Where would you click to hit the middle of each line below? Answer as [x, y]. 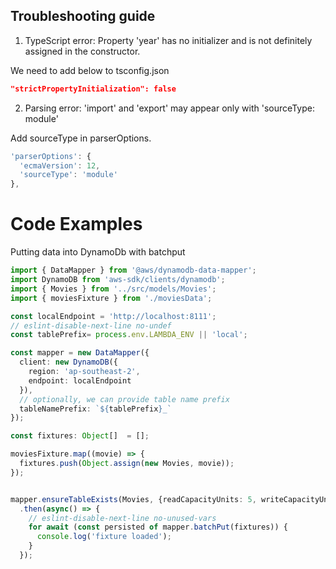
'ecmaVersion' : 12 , [60, 165]
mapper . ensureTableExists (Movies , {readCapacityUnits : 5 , [133, 499]
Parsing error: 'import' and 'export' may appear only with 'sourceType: [169, 108]
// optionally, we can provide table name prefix [124, 399]
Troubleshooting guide [83, 16]
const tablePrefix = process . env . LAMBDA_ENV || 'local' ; [129, 335]
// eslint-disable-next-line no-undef [91, 325]
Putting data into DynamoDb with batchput [98, 252]
